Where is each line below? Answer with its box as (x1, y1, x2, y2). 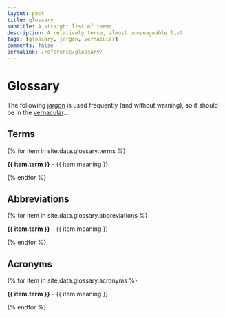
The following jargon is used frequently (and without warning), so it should (7, 101, 219, 109)
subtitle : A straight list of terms (7, 23, 112, 30)
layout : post (7, 10, 45, 17)
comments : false (7, 42, 54, 49)
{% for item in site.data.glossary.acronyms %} (7, 276, 138, 285)
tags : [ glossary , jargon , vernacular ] (7, 36, 118, 43)
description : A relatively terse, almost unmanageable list (7, 29, 184, 37)
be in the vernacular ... (7, 108, 69, 116)
